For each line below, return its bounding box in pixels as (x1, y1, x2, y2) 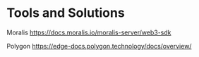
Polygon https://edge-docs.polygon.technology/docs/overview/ (6, 42, 192, 50)
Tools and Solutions (6, 5, 125, 21)
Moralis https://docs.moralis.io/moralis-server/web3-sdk (6, 28, 171, 37)
